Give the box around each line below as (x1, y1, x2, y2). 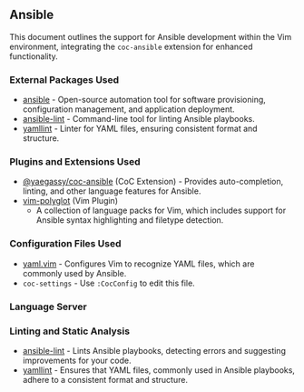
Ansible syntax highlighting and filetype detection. (35, 215, 224, 226)
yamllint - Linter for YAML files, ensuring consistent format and (22, 123, 258, 135)
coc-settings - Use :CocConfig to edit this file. (22, 277, 195, 288)
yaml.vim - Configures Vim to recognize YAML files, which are (22, 258, 255, 269)
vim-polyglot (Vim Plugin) (22, 196, 118, 206)
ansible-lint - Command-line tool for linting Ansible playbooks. (22, 114, 256, 125)
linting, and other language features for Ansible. (22, 186, 201, 196)
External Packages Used (9, 73, 120, 85)
